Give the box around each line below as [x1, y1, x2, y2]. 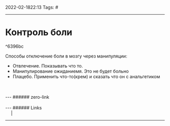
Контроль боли [5, 27, 72, 38]
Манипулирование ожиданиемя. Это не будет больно [12, 68, 129, 74]
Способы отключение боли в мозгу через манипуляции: [5, 53, 127, 59]
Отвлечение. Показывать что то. [12, 62, 83, 69]
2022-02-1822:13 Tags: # [5, 5, 59, 10]
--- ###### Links [5, 104, 42, 110]
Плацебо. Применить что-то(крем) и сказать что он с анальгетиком [12, 73, 160, 80]
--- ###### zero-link [5, 94, 50, 100]
